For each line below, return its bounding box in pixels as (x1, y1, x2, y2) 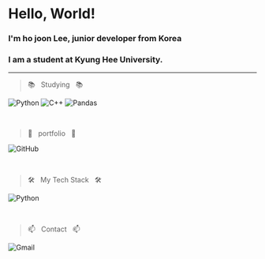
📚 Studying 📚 (27, 80, 84, 89)
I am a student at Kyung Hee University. (8, 54, 163, 66)
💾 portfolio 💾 (27, 129, 77, 138)
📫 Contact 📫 (27, 224, 80, 234)
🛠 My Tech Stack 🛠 (27, 175, 102, 185)
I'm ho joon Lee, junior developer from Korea (8, 33, 182, 44)
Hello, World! (8, 5, 96, 23)
